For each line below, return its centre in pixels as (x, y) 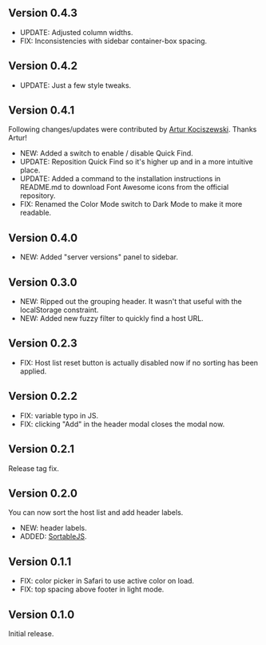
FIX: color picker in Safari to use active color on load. (107, 581)
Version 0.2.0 (43, 493)
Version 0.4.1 (42, 111)
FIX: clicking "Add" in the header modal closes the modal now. (122, 424)
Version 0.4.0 (43, 237)
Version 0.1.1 (40, 562)
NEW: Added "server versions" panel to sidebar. (99, 257)
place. (30, 170)
